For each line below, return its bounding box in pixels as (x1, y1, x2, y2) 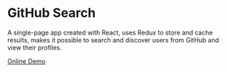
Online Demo (7, 56, 46, 65)
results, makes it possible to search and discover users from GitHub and (7, 35, 220, 44)
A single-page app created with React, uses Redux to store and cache (7, 28, 213, 37)
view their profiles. (7, 43, 62, 52)
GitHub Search (7, 5, 96, 21)
